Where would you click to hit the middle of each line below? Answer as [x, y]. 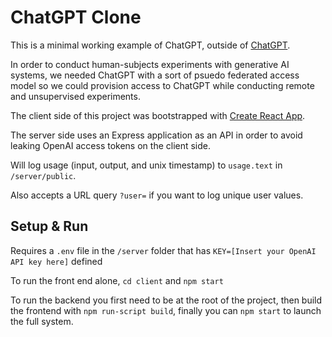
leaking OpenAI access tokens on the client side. [111, 145]
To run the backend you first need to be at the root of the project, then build [166, 300]
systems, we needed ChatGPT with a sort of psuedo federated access [155, 75]
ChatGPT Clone [76, 17]
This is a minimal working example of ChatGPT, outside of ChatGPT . [150, 45]
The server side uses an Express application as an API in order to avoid [156, 135]
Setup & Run [49, 226]
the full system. [42, 321]
